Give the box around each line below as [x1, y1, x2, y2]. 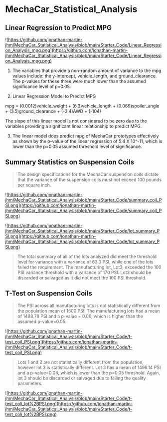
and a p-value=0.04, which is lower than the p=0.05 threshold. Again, [17, 369, 161, 375]
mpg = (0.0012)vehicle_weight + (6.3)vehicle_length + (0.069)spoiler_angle [5, 103, 160, 108]
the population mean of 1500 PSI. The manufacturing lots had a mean [17, 307, 160, 313]
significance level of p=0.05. [12, 83, 71, 89]
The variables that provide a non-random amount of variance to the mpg [12, 67, 162, 73]
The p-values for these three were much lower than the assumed [12, 78, 146, 84]
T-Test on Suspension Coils [5, 289, 92, 298]
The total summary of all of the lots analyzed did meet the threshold [17, 253, 157, 259]
